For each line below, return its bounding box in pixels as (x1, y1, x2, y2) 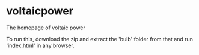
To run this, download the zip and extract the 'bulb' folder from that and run (6, 35, 194, 42)
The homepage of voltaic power (6, 24, 86, 31)
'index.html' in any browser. (6, 42, 75, 49)
